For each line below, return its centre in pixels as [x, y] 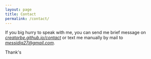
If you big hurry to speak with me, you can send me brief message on [75, 33]
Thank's [13, 52]
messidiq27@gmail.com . [30, 43]
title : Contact [21, 14]
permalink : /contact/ [27, 19]
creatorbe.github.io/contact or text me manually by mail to [64, 38]
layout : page [18, 10]
